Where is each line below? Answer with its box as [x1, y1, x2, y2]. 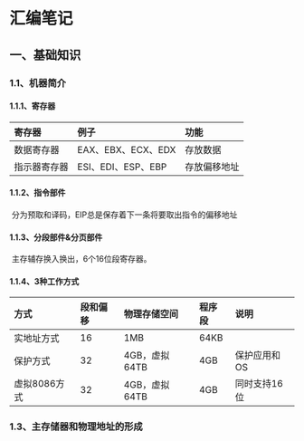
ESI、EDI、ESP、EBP [77, 160, 167, 173]
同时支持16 [234, 378, 283, 390]
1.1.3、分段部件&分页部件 [9, 232, 103, 243]
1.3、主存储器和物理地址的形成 [9, 420, 143, 433]
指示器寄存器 [14, 160, 70, 173]
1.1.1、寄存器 [9, 101, 56, 111]
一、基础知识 [9, 47, 81, 62]
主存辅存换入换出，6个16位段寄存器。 [11, 254, 152, 264]
